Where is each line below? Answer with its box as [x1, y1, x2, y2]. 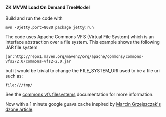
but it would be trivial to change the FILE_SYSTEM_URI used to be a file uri [5, 68, 160, 74]
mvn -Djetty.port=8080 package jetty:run [5, 25, 94, 30]
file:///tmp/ [5, 83, 33, 88]
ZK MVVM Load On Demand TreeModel [5, 4, 90, 10]
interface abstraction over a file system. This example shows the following [5, 39, 160, 45]
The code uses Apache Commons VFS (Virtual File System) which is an [5, 34, 154, 40]
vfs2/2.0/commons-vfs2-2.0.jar [5, 58, 71, 64]
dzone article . [5, 106, 34, 113]
